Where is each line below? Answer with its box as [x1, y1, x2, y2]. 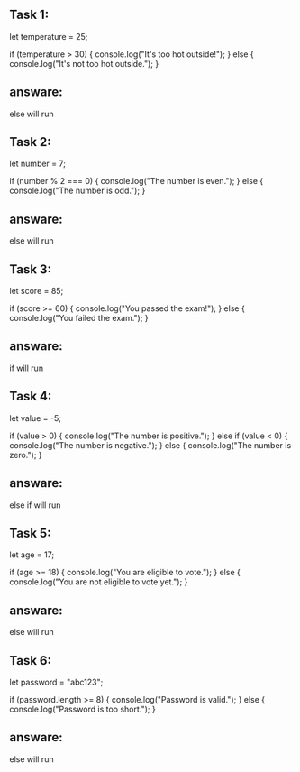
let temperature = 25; [9, 31, 88, 41]
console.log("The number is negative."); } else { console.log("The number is [9, 439, 292, 450]
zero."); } [9, 449, 42, 460]
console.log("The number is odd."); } [9, 185, 146, 197]
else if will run [9, 500, 61, 510]
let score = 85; [9, 286, 64, 297]
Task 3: [9, 262, 52, 277]
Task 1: [9, 7, 50, 23]
